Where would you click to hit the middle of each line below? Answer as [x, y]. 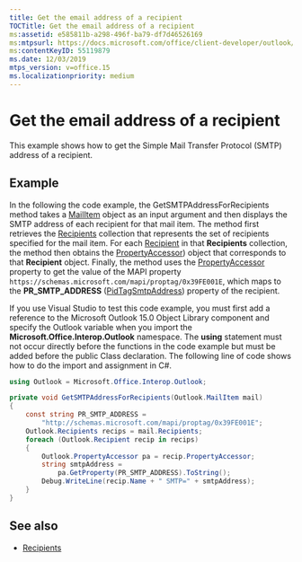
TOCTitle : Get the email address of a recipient [102, 26]
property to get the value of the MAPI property [95, 271]
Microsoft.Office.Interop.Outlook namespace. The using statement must [146, 337]
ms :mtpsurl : [31, 43]
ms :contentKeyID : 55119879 [60, 51]
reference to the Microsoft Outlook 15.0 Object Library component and [139, 317]
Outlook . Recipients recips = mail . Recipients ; [114, 431]
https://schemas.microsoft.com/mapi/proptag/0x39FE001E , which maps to [145, 281]
